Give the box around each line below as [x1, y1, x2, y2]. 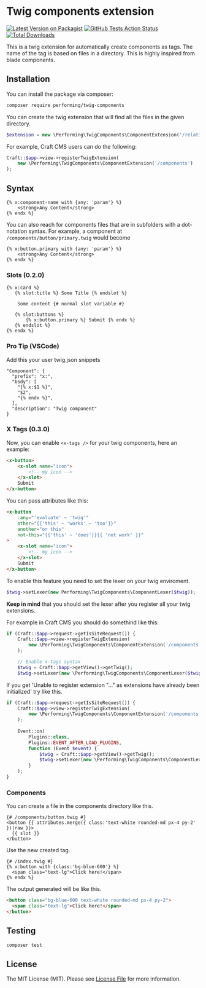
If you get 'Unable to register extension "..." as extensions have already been [6, 681, 200, 689]
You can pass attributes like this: [6, 497, 89, 504]
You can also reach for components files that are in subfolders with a [6, 221, 181, 228]
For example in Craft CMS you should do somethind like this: [6, 619, 159, 626]
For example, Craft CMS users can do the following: [6, 143, 137, 150]
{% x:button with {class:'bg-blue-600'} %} [6, 864, 120, 870]
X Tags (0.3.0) [6, 425, 50, 434]
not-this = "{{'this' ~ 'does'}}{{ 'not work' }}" [17, 531, 144, 538]
